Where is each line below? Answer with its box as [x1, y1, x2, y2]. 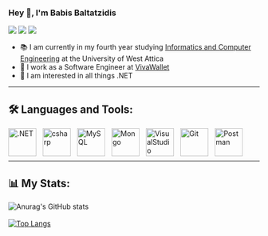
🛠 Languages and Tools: [8, 102, 133, 116]
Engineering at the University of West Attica [19, 54, 164, 63]
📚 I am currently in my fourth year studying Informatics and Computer [19, 42, 251, 52]
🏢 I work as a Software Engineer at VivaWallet [19, 62, 170, 72]
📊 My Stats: [8, 176, 70, 190]
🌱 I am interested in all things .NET [19, 71, 133, 81]
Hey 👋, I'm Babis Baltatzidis [8, 7, 117, 18]
